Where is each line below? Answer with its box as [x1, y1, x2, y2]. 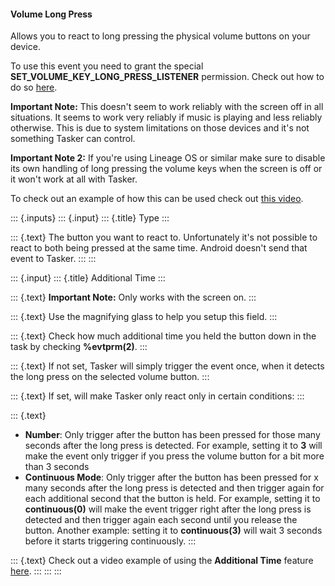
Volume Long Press [10, 8, 93, 20]
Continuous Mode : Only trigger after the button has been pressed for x [24, 471, 319, 484]
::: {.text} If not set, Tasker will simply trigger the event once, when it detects [10, 360, 325, 372]
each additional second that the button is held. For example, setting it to [24, 493, 321, 505]
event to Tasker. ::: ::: [10, 253, 97, 265]
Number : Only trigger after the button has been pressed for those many [24, 429, 321, 441]
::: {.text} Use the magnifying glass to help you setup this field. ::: [10, 311, 278, 323]
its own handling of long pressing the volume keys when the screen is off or [10, 163, 323, 175]
